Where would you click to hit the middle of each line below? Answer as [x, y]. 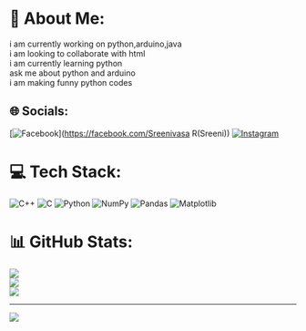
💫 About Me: [57, 19]
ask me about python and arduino [73, 73]
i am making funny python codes [71, 82]
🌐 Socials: [39, 112]
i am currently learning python [66, 63]
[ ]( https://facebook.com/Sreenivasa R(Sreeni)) [120, 133]
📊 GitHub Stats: [71, 242]
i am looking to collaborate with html [77, 53]
